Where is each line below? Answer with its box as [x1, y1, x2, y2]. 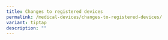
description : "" [6, 25, 47, 31]
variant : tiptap [6, 19, 47, 25]
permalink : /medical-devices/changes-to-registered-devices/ [6, 14, 163, 20]
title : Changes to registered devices [6, 8, 103, 15]
